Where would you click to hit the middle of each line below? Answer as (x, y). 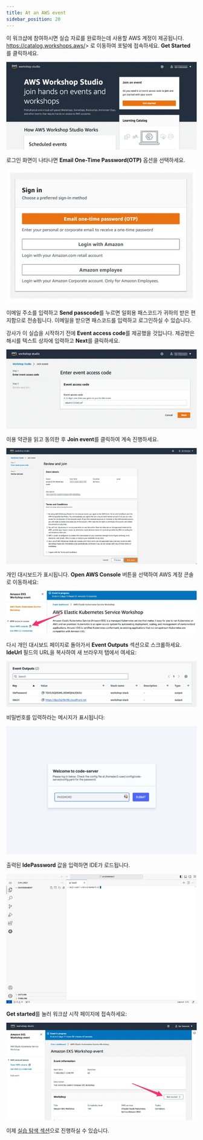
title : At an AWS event (36, 13)
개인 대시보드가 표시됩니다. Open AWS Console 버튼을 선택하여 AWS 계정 (95, 574)
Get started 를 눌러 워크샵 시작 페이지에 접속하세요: (67, 1014)
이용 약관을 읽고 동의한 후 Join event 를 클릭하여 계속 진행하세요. (82, 439)
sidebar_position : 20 (34, 19)
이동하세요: (26, 582)
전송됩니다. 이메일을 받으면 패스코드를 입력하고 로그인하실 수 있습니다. (109, 320)
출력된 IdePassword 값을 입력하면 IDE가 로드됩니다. (68, 865)
